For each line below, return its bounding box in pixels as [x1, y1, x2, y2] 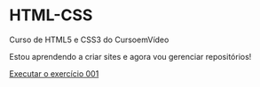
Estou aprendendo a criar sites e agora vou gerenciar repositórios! [9, 51, 252, 62]
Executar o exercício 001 [9, 68, 99, 79]
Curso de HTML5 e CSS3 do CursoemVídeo [9, 34, 169, 45]
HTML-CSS [9, 5, 93, 25]
